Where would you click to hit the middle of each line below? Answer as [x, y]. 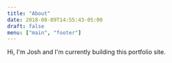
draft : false [26, 26]
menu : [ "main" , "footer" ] [44, 33]
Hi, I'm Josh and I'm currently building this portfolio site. [87, 52]
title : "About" [29, 13]
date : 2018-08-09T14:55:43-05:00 [55, 20]
